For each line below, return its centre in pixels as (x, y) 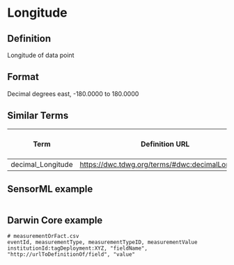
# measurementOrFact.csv (43, 236)
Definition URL (165, 144)
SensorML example (50, 189)
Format (23, 77)
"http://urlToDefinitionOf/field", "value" (71, 255)
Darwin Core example (55, 220)
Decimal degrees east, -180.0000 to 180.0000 (73, 94)
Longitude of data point (41, 55)
